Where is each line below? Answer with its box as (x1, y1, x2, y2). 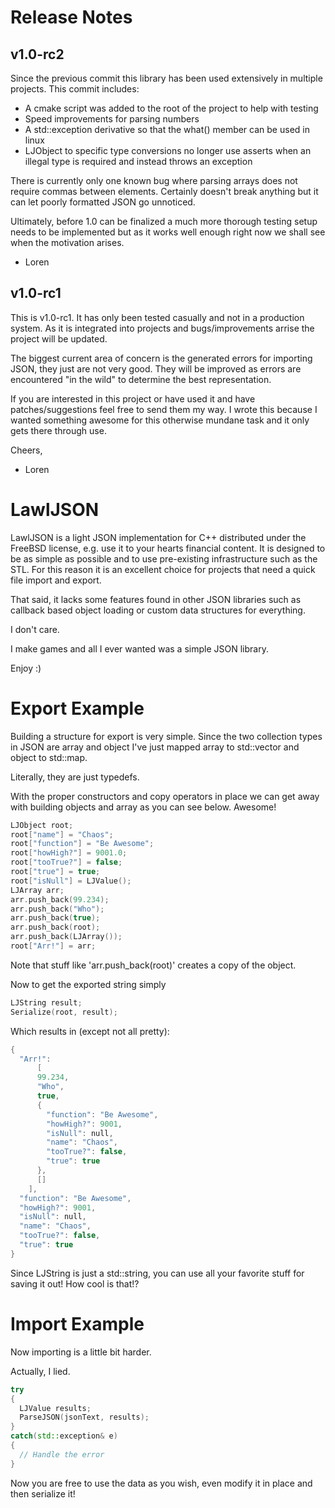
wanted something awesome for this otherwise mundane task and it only (10, 414, 310, 426)
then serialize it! (10, 1487, 76, 1500)
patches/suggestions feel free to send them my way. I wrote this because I (10, 403, 318, 415)
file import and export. (10, 574, 102, 586)
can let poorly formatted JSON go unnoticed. (10, 196, 196, 208)
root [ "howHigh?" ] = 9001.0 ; (10, 848, 128, 858)
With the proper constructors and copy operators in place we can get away (10, 790, 320, 802)
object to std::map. (10, 751, 88, 763)
